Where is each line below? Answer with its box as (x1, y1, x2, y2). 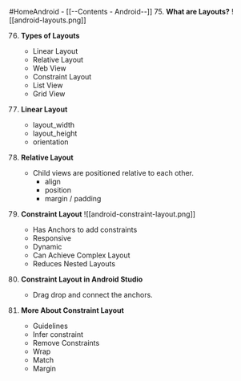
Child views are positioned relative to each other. (32, 168, 195, 177)
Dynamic (32, 242, 62, 251)
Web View (32, 63, 66, 73)
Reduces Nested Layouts (32, 259, 115, 268)
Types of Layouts (20, 31, 80, 40)
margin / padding (44, 194, 102, 203)
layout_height (32, 128, 78, 138)
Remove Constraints (32, 338, 100, 347)
